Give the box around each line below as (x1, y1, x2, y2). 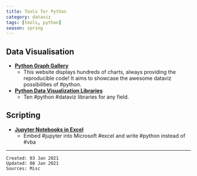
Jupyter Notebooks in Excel (14, 126, 84, 133)
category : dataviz (6, 14, 51, 20)
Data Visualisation (6, 46, 74, 56)
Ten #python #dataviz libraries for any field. (23, 93, 129, 100)
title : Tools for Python (6, 8, 67, 15)
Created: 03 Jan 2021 (6, 155, 59, 161)
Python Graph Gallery (14, 62, 69, 69)
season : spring (6, 25, 43, 31)
